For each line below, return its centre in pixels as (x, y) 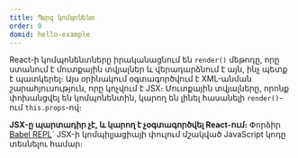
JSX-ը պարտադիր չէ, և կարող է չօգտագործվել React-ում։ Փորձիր (145, 125)
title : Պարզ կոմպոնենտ (52, 18)
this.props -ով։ (54, 108)
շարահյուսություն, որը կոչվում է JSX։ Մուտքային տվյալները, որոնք (149, 88)
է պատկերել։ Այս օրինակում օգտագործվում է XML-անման (131, 79)
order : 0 (26, 26)
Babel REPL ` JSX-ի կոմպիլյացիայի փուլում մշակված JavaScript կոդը (148, 135)
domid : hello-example (50, 34)
